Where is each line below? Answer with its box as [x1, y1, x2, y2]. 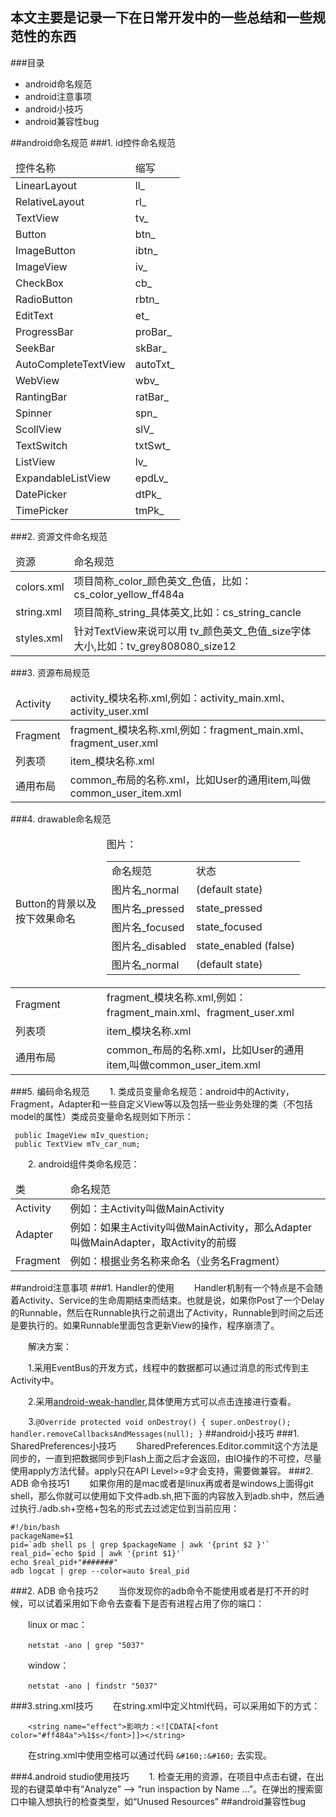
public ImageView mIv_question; [14, 1130, 150, 1140]
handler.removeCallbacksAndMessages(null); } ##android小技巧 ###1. [10, 1427, 300, 1439]
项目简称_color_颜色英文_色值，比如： [73, 574, 252, 588]
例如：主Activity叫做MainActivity [69, 1201, 225, 1215]
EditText [15, 308, 54, 322]
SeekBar [15, 341, 56, 355]
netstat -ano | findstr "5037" [28, 1681, 158, 1691]
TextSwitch [15, 438, 68, 452]
